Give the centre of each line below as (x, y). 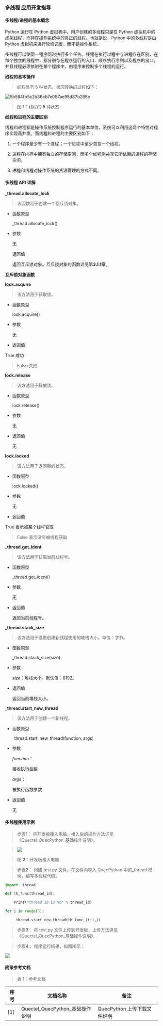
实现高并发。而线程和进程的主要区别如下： (52, 133)
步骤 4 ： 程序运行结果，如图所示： (51, 946)
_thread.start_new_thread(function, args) (53, 738)
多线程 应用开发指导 (28, 7)
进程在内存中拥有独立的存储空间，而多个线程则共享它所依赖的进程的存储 (84, 154)
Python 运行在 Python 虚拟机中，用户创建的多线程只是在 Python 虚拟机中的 (80, 32)
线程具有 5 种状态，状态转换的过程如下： (57, 87)
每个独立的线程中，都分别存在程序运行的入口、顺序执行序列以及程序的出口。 (81, 60)
